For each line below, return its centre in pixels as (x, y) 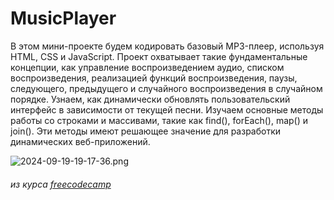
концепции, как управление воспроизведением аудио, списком (147, 67)
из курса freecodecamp (61, 184)
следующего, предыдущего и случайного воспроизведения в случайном (166, 88)
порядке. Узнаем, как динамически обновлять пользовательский (150, 99)
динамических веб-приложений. (80, 141)
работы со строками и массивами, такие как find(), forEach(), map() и (159, 120)
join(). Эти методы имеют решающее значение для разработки (146, 131)
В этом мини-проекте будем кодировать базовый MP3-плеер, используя (167, 46)
